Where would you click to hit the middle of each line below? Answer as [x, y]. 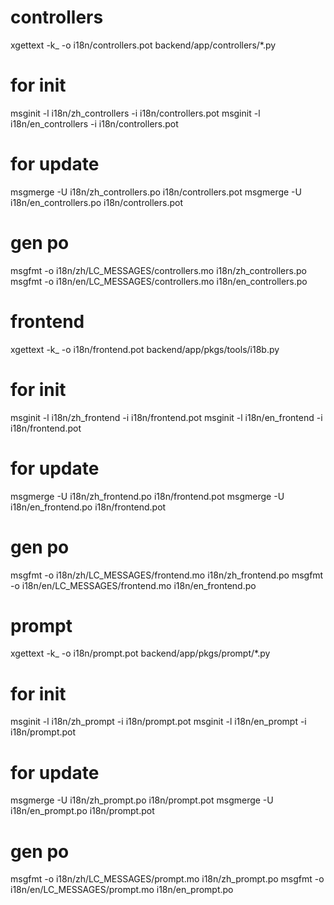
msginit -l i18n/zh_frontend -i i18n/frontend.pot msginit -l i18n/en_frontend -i [166, 417]
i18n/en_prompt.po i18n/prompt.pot [82, 811]
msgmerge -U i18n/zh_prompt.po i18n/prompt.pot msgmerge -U [142, 800]
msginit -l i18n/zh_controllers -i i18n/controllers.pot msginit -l [135, 113]
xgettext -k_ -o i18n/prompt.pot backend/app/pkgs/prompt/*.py [140, 653]
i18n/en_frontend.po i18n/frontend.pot [88, 507]
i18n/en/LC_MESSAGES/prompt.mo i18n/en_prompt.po [122, 890]
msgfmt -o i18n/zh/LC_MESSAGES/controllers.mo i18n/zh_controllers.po [158, 270]
